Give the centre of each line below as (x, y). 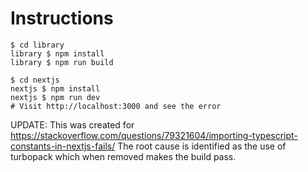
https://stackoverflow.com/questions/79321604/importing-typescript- (154, 135)
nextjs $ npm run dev (55, 97)
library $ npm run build (62, 62)
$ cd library (37, 45)
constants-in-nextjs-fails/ (63, 146)
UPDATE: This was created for (72, 124)
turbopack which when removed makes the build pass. (123, 156)
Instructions (62, 18)
